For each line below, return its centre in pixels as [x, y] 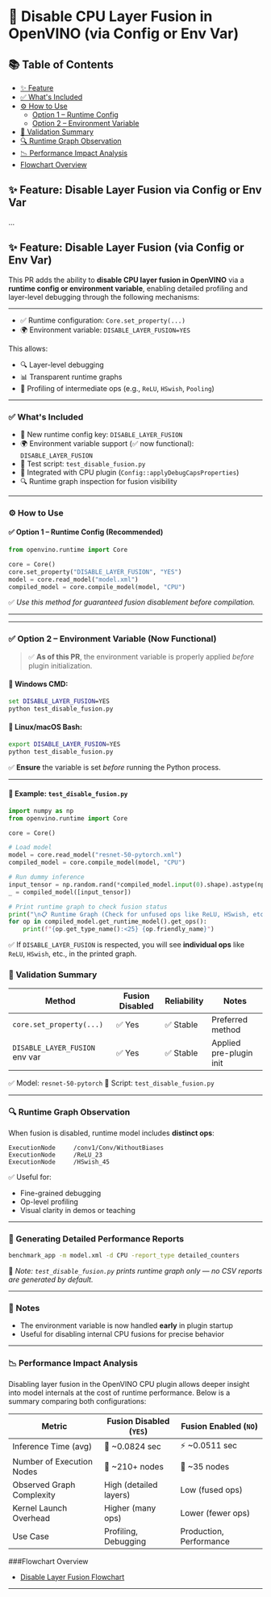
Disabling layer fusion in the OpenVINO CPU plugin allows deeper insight [129, 1384]
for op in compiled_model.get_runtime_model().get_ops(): [108, 922]
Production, [202, 1531]
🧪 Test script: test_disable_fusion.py [83, 463]
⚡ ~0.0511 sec [209, 1445]
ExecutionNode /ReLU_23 [56, 1155]
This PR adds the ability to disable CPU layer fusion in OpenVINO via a [126, 280]
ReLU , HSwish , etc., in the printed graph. [73, 954]
